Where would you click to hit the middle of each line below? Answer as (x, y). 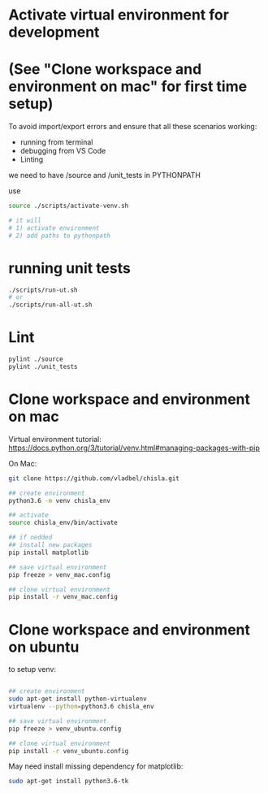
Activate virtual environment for (119, 15)
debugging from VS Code (63, 151)
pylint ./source (36, 359)
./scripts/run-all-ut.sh (50, 305)
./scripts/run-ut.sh (43, 290)
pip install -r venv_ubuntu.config (69, 751)
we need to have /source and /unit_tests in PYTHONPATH (105, 175)
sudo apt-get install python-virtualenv (78, 699)
